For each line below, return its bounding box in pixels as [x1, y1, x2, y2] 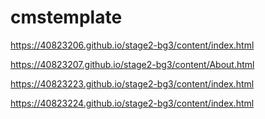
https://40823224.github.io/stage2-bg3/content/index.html [10, 97, 255, 109]
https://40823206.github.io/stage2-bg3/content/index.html [10, 39, 255, 51]
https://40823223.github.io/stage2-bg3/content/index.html [10, 77, 255, 90]
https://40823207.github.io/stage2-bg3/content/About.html [10, 58, 255, 70]
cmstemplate [10, 6, 123, 29]
